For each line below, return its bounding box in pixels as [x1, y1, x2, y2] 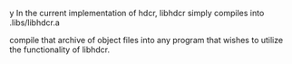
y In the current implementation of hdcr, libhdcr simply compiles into [9, 8, 265, 18]
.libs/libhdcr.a [9, 17, 61, 28]
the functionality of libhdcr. [9, 44, 111, 55]
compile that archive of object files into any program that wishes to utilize [9, 35, 284, 45]
